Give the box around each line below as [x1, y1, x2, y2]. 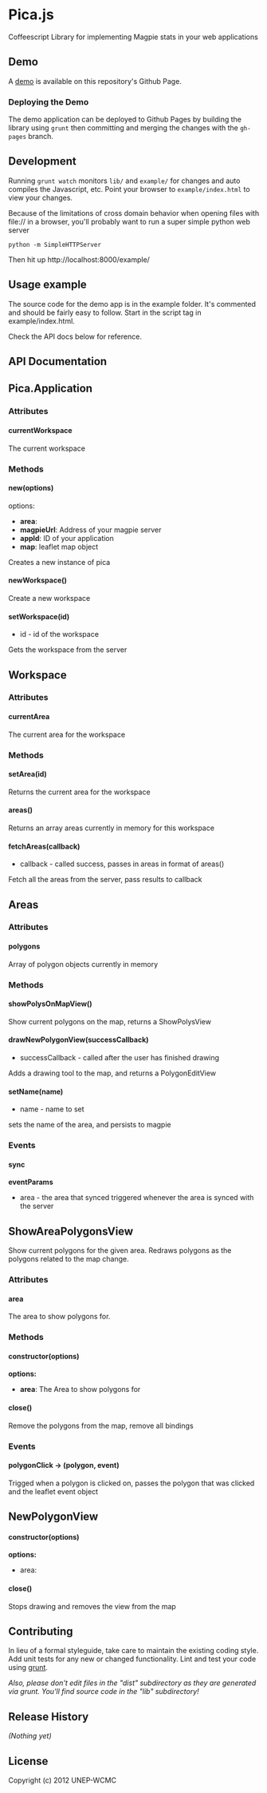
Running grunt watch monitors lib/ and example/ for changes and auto [8, 176, 241, 185]
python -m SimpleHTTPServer [8, 241, 102, 248]
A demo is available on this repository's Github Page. [8, 76, 182, 85]
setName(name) [8, 1087, 64, 1096]
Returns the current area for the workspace [8, 787, 151, 797]
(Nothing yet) [8, 1731, 52, 1741]
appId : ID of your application [19, 533, 114, 543]
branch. [27, 132, 54, 141]
